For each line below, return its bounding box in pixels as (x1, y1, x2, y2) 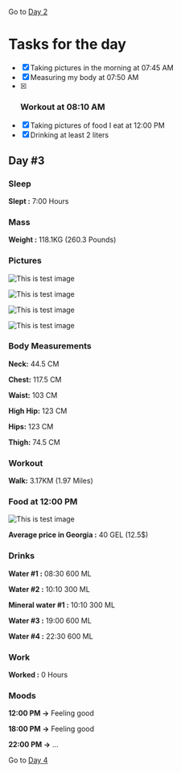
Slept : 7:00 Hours (8, 196, 70, 205)
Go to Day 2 (8, 7, 48, 16)
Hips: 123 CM (8, 421, 54, 431)
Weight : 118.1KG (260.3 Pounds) (8, 234, 117, 245)
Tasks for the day (8, 36, 127, 53)
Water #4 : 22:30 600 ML (8, 631, 94, 641)
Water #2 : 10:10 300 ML (8, 584, 90, 593)
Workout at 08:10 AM (19, 101, 106, 112)
